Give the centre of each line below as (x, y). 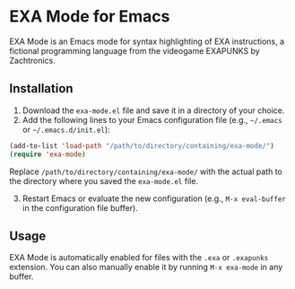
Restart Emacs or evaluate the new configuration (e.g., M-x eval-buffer (154, 198)
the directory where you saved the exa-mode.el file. (104, 180)
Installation (41, 88)
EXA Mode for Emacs (90, 17)
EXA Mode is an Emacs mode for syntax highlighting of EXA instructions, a (147, 41)
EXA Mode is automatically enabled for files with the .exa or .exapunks (139, 258)
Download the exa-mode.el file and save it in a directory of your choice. (153, 110)
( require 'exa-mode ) (48, 154)
